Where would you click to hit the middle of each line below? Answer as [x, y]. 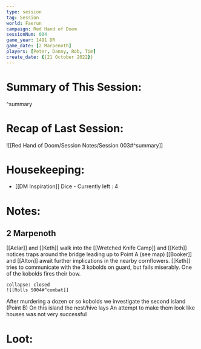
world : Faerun [24, 23]
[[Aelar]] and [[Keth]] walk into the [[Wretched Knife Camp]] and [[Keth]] [97, 248]
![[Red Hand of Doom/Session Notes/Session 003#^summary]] [85, 145]
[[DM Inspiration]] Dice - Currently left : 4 [67, 186]
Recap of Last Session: [65, 128]
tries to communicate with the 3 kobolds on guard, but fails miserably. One [99, 267]
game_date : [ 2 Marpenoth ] [39, 46]
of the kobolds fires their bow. [44, 274]
